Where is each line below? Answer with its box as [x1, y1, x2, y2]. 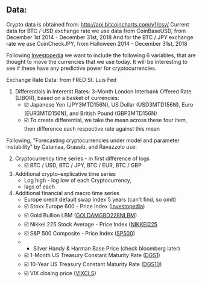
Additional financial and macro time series [14, 189, 119, 196]
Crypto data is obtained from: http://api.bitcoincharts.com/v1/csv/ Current [6, 20, 189, 28]
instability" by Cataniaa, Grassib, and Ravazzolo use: [6, 143, 137, 150]
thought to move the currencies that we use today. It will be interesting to [6, 58, 188, 65]
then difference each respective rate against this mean [24, 125, 160, 132]
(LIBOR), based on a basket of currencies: [14, 94, 119, 101]
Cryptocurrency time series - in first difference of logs [14, 155, 150, 162]
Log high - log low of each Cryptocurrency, [24, 176, 131, 184]
